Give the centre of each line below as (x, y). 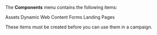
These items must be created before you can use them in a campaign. (79, 27)
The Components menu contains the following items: (61, 7)
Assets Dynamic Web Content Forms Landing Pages (60, 17)
